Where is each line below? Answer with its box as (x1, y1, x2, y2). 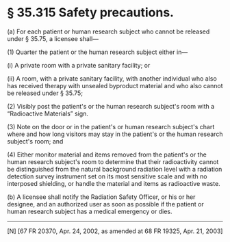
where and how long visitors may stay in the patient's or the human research (7, 130, 223, 138)
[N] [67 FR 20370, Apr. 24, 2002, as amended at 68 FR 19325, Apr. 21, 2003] (7, 227, 223, 235)
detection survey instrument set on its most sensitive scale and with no (7, 172, 207, 180)
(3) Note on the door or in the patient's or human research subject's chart (7, 122, 215, 131)
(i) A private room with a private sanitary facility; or (7, 61, 151, 69)
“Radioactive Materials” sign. (7, 109, 89, 118)
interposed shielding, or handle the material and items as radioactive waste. (7, 179, 220, 187)
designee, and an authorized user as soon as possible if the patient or (7, 200, 204, 208)
